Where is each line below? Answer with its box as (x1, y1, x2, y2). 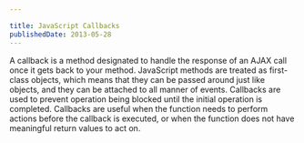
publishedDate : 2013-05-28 (9, 29, 112, 39)
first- (269, 65, 289, 76)
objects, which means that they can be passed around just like (30, 74, 266, 85)
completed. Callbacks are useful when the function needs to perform (9, 103, 269, 114)
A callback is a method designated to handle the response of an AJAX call (9, 55, 288, 66)
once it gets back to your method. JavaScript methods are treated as (9, 65, 268, 76)
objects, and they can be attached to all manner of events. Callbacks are (9, 84, 281, 95)
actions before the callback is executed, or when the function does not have (9, 113, 295, 124)
